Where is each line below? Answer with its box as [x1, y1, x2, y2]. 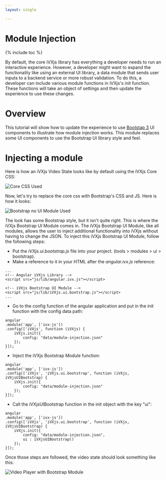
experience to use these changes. [5, 90, 75, 97]
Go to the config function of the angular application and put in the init [12, 303, 154, 309]
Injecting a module [5, 152, 83, 164]
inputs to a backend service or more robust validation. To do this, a [5, 75, 142, 81]
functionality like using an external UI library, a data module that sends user [5, 69, 160, 75]
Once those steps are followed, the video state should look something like [5, 454, 156, 460]
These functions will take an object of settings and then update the [5, 85, 142, 91]
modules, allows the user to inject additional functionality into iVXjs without [5, 228, 159, 234]
